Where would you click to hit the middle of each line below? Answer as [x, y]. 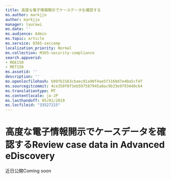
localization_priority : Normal [39, 48]
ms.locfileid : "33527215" [33, 105]
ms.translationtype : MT [31, 91]
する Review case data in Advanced [90, 145]
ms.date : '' [18, 29]
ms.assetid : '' [21, 72]
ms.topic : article [25, 39]
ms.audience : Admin [26, 34]
